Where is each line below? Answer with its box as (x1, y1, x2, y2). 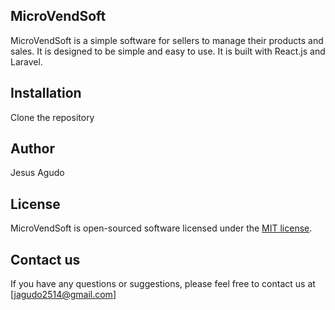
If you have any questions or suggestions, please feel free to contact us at (10, 278, 316, 290)
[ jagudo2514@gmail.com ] (10, 289, 117, 301)
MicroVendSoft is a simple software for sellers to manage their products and (10, 34, 324, 46)
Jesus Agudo (10, 167, 65, 179)
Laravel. (10, 55, 43, 68)
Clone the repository (10, 111, 95, 123)
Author (10, 140, 55, 158)
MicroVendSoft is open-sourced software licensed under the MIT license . (10, 222, 313, 234)
